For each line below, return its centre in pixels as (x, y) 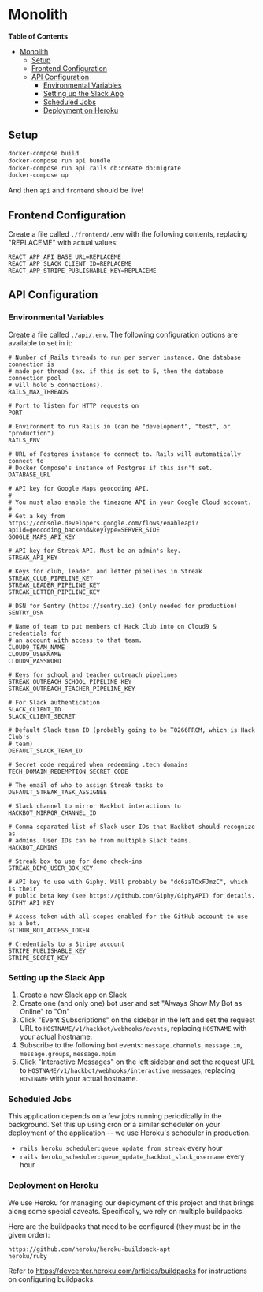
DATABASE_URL (30, 475)
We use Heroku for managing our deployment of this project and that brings (131, 1202)
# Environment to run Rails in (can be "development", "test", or (119, 426)
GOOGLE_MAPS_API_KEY (42, 537)
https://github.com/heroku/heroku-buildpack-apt (89, 1249)
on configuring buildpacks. (52, 1279)
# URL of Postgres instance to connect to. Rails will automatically (125, 454)
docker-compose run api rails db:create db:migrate (94, 168)
